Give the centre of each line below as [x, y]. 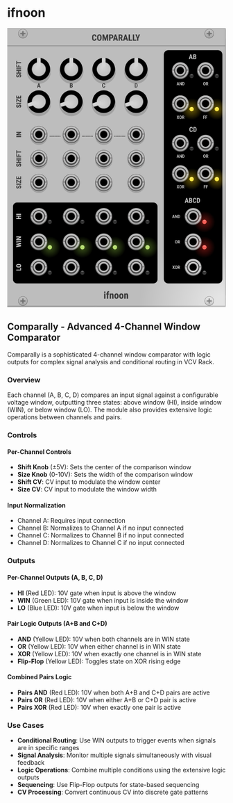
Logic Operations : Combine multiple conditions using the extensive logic [121, 770]
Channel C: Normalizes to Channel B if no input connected [101, 535]
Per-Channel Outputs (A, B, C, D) [55, 577]
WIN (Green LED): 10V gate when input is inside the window [103, 600]
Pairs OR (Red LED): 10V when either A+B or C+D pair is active [106, 699]
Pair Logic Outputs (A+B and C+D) [57, 624]
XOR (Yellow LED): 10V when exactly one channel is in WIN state [109, 654]
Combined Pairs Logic [40, 677]
